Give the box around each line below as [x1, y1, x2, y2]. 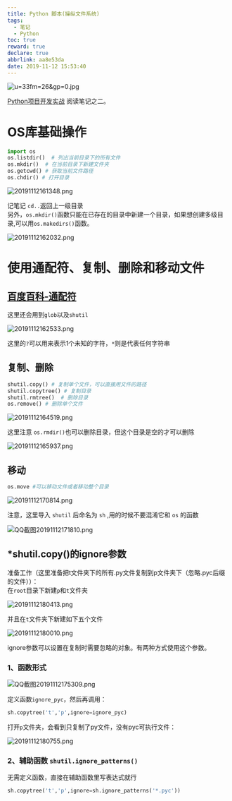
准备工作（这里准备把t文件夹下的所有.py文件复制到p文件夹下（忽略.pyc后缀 [7, 568, 226, 577]
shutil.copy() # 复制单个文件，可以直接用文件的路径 [7, 380, 147, 388]
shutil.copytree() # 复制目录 [7, 387, 91, 395]
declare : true [7, 50, 49, 57]
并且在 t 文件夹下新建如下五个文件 [7, 615, 103, 623]
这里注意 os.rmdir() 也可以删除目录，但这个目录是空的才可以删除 [7, 428, 195, 436]
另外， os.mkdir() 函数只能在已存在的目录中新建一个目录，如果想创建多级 [7, 210, 218, 219]
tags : [7, 17, 23, 24]
